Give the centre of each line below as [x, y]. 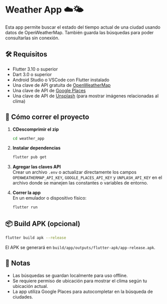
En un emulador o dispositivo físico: [50, 198]
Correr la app [27, 193]
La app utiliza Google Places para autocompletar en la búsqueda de [83, 291]
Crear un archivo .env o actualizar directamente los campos [74, 172]
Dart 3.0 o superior [32, 74]
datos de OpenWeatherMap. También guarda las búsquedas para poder [79, 32]
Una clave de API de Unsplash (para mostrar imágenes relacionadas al [86, 96]
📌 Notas [18, 263]
